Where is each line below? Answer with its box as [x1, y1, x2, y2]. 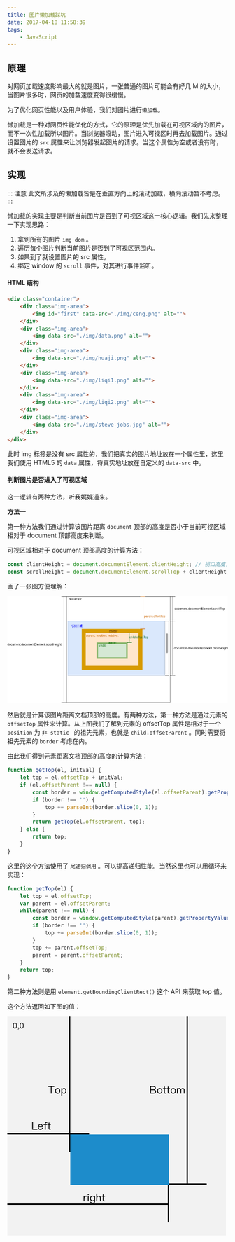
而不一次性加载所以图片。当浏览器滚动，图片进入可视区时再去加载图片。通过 [7, 130, 228, 138]
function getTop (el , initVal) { [7, 767, 101, 774]
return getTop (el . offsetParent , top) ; [32, 818, 145, 826]
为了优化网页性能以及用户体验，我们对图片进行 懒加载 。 [7, 106, 164, 114]
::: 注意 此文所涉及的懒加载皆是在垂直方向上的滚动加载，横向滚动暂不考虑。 [7, 189, 225, 198]
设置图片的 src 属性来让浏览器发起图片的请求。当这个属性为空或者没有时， [7, 138, 222, 146]
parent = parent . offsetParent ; [32, 951, 124, 959]
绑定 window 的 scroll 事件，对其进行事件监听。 [17, 261, 158, 270]
